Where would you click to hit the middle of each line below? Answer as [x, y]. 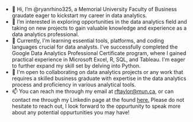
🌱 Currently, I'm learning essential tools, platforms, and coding [88, 41]
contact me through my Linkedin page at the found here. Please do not [98, 100]
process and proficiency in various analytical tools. [74, 85]
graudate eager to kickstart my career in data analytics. [79, 15]
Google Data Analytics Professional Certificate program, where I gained [99, 53]
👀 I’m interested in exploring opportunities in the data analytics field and [99, 22]
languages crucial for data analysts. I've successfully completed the [95, 47]
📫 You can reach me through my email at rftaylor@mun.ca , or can [93, 91]
